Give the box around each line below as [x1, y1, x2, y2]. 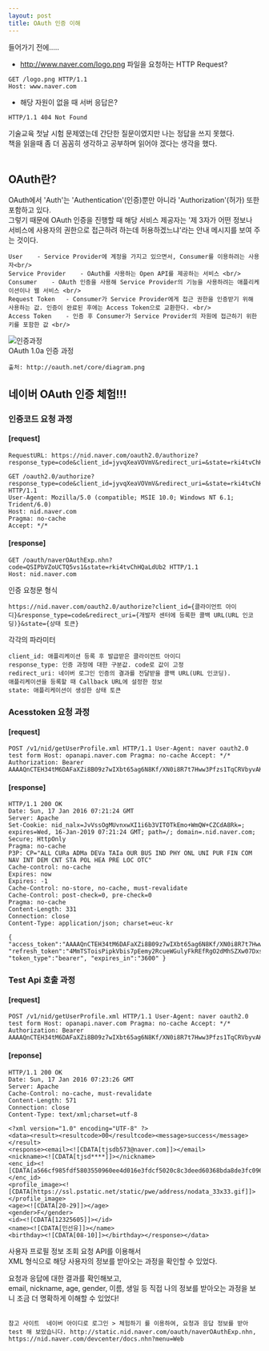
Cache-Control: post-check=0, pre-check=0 [8, 891, 152, 900]
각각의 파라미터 [8, 635, 56, 645]
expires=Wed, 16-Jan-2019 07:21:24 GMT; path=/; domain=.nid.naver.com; [8, 829, 256, 837]
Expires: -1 [8, 877, 48, 885]
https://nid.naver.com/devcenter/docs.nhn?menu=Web [8, 1335, 184, 1343]
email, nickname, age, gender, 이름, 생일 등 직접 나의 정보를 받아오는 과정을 [8, 1283, 248, 1293]
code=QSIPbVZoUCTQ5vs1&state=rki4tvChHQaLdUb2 [8, 563, 167, 571]
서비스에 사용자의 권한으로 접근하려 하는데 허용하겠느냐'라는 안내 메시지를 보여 [8, 225, 252, 235]
